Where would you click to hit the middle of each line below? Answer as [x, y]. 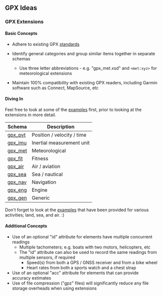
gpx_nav [17, 182]
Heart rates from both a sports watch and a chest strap [81, 267]
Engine [39, 190]
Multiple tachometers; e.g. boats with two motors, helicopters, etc [85, 247]
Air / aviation [46, 166]
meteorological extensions [46, 73]
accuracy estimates [32, 278]
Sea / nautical [47, 174]
